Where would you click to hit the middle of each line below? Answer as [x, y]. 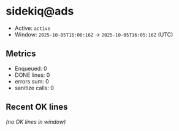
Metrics [21, 54]
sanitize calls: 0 [34, 88]
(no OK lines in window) [36, 122]
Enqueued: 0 [31, 68]
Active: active [32, 28]
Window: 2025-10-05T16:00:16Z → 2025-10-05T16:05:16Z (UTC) [94, 34]
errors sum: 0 [32, 81]
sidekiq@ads [40, 11]
